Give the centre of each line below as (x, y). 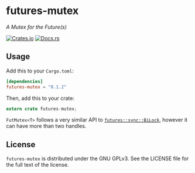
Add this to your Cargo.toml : (40, 71)
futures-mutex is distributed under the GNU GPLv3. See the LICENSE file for (97, 158)
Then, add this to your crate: (40, 98)
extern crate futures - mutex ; (42, 109)
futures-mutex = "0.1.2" (36, 87)
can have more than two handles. (46, 126)
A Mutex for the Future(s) (37, 27)
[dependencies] (25, 81)
